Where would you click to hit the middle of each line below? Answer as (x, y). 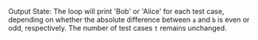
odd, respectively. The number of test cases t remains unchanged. (118, 28)
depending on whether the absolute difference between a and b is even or (129, 20)
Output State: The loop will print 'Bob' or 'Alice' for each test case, (116, 11)
